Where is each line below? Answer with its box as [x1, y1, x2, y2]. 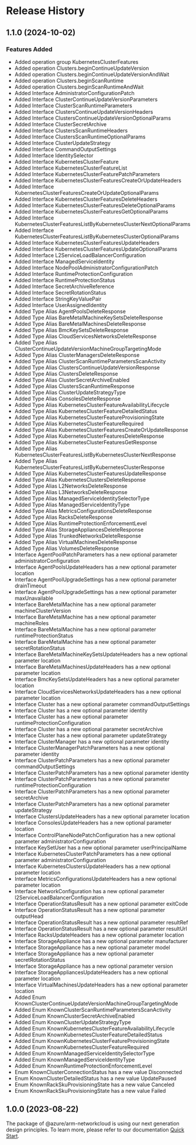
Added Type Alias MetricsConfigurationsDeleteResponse [14, 507, 152, 514]
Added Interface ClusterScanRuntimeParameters [14, 102, 133, 109]
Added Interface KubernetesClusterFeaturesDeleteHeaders [14, 195, 158, 202]
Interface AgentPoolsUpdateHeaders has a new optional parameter [14, 563, 177, 570]
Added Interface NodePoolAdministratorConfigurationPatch [14, 264, 159, 271]
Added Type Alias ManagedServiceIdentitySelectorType [14, 495, 150, 502]
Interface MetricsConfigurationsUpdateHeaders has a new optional [14, 875, 177, 882]
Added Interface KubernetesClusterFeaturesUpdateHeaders [14, 239, 160, 246]
